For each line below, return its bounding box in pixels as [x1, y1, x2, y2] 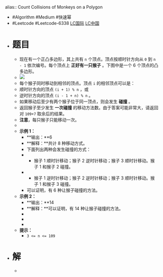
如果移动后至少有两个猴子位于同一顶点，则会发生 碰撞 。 [19, 99, 133, 104]
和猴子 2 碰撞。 [42, 163, 73, 170]
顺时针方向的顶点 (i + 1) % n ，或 [19, 86, 89, 92]
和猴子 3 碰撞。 [42, 181, 73, 187]
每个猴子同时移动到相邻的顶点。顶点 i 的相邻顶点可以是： [19, 80, 135, 86]
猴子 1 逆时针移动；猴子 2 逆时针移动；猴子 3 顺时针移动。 [34, 175, 151, 181]
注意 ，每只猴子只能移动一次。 [19, 117, 79, 122]
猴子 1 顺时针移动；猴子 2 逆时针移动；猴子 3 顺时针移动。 [34, 158, 151, 163]
